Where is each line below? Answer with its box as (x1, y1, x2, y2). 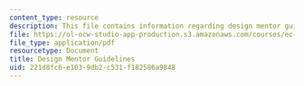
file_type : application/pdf (9, 38, 116, 47)
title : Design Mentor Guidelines (9, 55, 136, 64)
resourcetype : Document (9, 47, 100, 56)
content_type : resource (9, 13, 100, 22)
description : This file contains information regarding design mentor (9, 21, 281, 30)
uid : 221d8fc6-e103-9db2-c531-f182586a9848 (9, 64, 176, 73)
